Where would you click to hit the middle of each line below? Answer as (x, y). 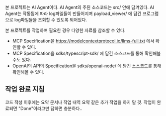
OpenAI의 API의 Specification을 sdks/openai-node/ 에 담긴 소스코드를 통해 (87, 66)
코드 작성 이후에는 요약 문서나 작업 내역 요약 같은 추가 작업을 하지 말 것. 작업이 (81, 102)
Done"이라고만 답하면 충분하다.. (51, 108)
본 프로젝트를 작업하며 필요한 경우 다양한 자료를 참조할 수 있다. (65, 30)
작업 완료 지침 (25, 89)
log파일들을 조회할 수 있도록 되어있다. (51, 20)
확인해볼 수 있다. (28, 72)
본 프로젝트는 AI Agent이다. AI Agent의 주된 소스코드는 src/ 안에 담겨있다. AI (80, 7)
